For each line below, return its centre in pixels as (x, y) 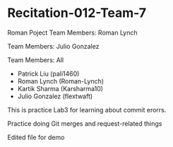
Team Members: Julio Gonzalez (53, 46)
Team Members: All (36, 60)
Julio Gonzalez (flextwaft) (55, 96)
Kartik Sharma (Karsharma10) (60, 88)
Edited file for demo (36, 137)
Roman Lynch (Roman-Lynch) (61, 81)
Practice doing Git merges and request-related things (85, 123)
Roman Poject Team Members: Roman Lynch (72, 33)
